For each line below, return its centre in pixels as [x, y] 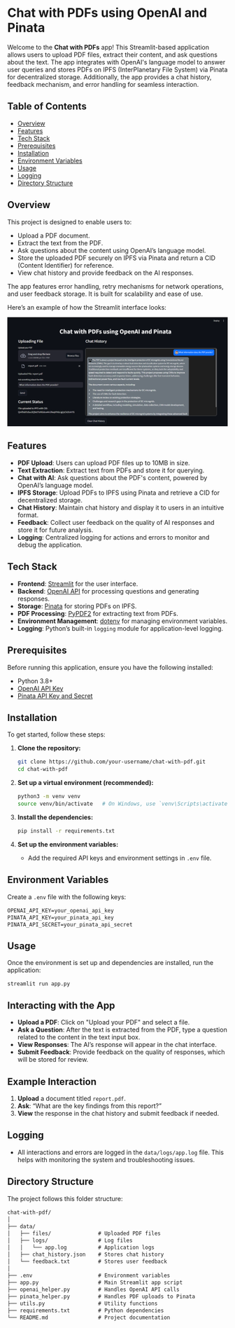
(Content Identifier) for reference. [65, 265]
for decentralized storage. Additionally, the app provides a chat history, [109, 77]
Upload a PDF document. [54, 235]
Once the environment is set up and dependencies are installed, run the [111, 963]
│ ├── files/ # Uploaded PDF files [84, 1233]
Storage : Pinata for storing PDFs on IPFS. [77, 606]
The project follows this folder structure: [65, 1198]
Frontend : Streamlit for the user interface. [78, 584]
